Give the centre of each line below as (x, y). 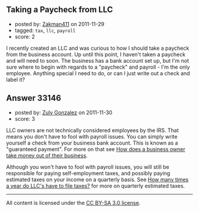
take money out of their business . (47, 155)
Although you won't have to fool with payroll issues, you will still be (88, 167)
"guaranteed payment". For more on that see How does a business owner (96, 149)
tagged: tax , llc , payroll (45, 30)
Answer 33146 (34, 98)
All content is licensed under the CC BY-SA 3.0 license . (73, 203)
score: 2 (25, 36)
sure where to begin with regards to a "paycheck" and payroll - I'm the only (98, 67)
